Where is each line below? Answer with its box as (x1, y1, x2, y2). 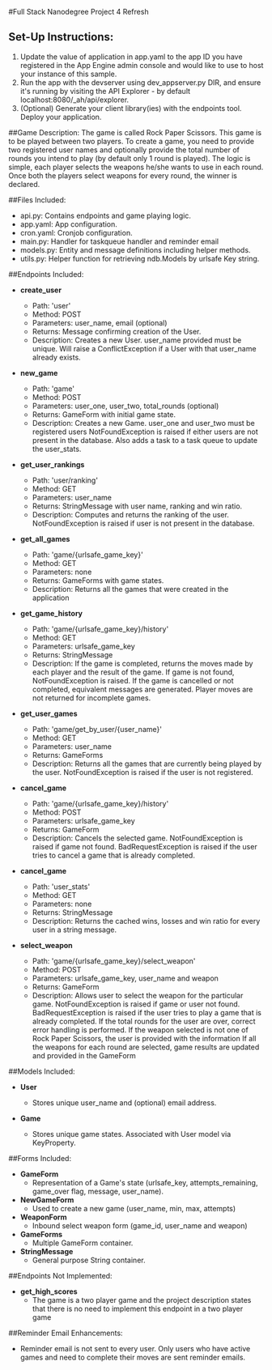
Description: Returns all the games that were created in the (32, 584, 229, 594)
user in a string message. (32, 925, 117, 934)
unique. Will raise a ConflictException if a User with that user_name (32, 343, 257, 353)
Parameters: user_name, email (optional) (32, 317, 168, 327)
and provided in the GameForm (32, 1050, 136, 1060)
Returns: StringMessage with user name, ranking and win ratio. (32, 501, 243, 511)
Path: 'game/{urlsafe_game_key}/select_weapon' (32, 955, 196, 966)
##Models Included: (8, 1066, 75, 1076)
